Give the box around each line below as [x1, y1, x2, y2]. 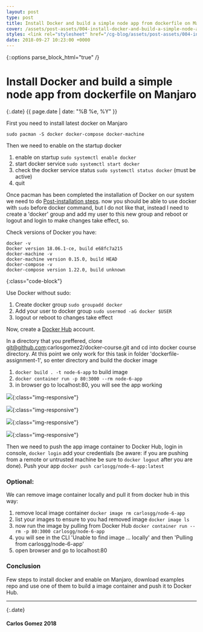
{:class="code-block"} [6, 277, 62, 285]
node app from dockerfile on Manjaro [6, 88, 197, 102]
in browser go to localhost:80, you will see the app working [14, 381, 163, 388]
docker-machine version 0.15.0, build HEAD [6, 256, 118, 262]
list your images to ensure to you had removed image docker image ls [14, 516, 190, 523]
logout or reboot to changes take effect [14, 313, 113, 321]
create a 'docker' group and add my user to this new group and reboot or [6, 210, 188, 218]
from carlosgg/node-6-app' [14, 541, 85, 548]
